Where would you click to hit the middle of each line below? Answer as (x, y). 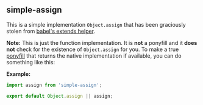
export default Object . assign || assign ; (60, 96)
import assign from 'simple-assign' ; (54, 85)
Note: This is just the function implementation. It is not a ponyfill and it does (102, 42)
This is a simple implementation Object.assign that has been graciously (96, 24)
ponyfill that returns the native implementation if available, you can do (94, 56)
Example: (19, 74)
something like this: (31, 62)
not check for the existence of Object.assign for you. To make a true (93, 49)
